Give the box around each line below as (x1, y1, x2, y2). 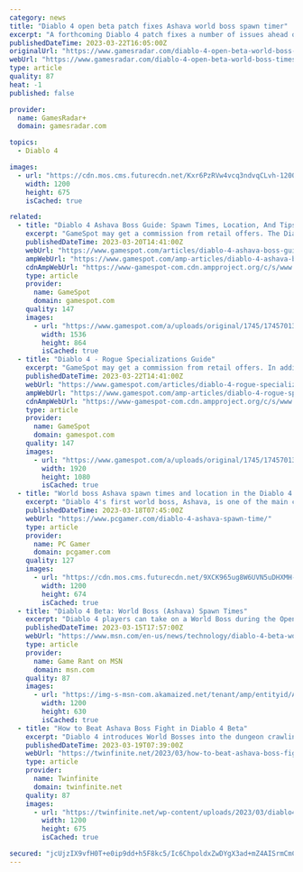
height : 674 (41, 590, 87, 599)
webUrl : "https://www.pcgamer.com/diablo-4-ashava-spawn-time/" (25, 514, 272, 523)
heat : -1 (9, 80, 42, 89)
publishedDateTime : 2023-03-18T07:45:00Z (25, 506, 183, 515)
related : (9, 213, 42, 222)
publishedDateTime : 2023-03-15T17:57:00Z (25, 623, 183, 632)
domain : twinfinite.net (32, 782, 124, 792)
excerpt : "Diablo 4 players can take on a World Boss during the (25, 615, 277, 624)
